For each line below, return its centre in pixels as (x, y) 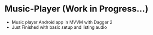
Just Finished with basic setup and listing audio (59, 27)
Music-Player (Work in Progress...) (76, 9)
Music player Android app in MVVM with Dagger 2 (62, 22)
